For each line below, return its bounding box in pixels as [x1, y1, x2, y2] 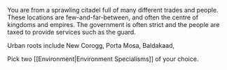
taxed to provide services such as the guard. [7, 28, 137, 36]
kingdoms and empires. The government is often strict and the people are [7, 21, 220, 28]
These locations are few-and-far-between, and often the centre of [7, 13, 198, 21]
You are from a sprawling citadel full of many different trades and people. [7, 6, 219, 14]
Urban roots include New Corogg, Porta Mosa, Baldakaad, [7, 42, 175, 49]
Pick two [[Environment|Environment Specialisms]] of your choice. [7, 55, 199, 63]
